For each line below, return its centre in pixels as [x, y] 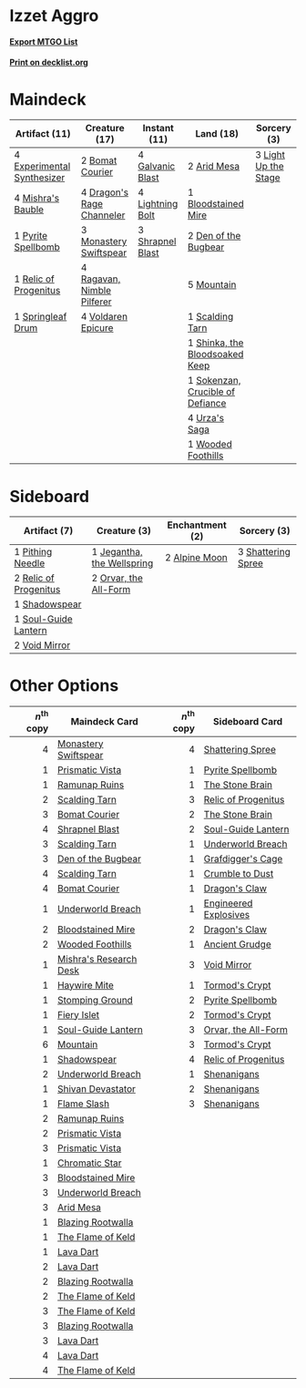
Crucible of [211, 392]
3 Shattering [264, 552]
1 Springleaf [41, 317]
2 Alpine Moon [196, 558]
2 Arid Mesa [214, 167]
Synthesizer [40, 178]
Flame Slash [84, 1104]
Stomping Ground [96, 1000]
